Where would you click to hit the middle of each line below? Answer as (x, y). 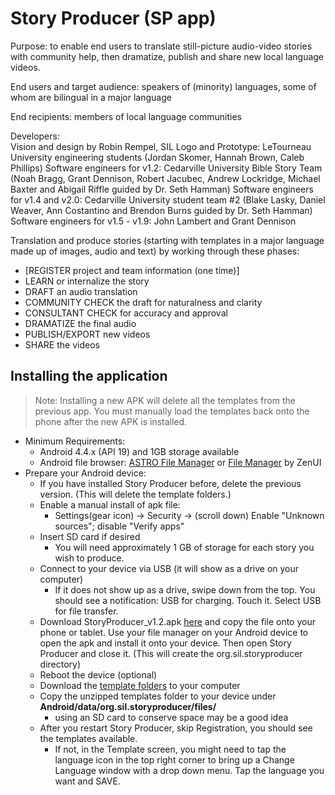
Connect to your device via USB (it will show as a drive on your (169, 568)
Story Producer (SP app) (113, 18)
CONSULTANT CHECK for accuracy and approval (126, 313)
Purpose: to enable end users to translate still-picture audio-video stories (161, 46)
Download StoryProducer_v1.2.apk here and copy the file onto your (177, 621)
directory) (60, 664)
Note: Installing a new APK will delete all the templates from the (165, 400)
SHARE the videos (62, 344)
